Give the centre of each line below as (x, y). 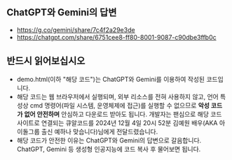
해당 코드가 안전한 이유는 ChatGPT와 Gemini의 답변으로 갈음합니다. (109, 140)
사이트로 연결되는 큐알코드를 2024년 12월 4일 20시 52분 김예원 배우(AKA (117, 123)
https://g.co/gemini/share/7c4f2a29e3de (76, 29)
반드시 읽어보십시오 (46, 61)
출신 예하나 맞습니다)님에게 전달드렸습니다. (100, 131)
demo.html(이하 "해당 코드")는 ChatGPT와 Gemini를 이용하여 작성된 (110, 79)
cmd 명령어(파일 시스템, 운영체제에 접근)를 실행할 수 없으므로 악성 (120, 105)
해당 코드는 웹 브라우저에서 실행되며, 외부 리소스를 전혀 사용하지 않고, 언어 (117, 96)
